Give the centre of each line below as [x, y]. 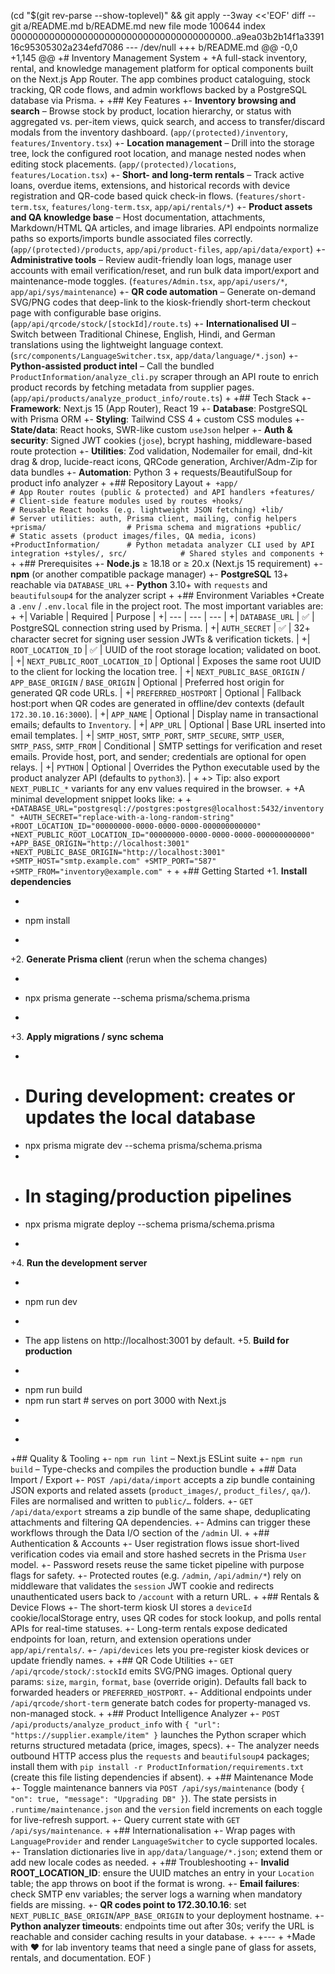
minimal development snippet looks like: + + [101, 799]
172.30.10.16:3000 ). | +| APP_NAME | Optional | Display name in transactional [164, 714]
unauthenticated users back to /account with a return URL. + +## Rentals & [165, 1596]
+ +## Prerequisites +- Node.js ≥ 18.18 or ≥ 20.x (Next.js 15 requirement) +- [166, 563]
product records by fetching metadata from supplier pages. [132, 387]
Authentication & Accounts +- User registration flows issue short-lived [155, 1543]
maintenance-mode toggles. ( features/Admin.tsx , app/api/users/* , [149, 281]
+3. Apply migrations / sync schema [87, 1036]
